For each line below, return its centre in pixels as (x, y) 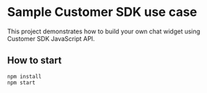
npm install (24, 76)
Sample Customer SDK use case (102, 12)
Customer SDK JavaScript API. (51, 38)
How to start (34, 61)
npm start (22, 83)
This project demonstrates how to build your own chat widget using (104, 31)
